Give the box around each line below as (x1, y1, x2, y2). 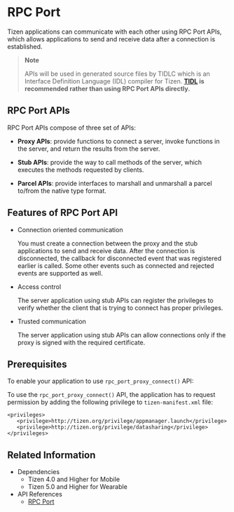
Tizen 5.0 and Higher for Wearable (27, 483, 128, 491)
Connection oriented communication (17, 225, 123, 234)
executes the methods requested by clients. (17, 166, 144, 174)
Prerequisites (7, 358, 67, 370)
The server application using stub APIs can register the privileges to (17, 296, 214, 304)
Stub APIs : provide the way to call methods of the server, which (17, 158, 202, 166)
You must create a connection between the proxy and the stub (17, 239, 198, 248)
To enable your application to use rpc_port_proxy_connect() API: (7, 377, 194, 386)
